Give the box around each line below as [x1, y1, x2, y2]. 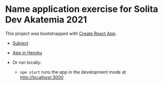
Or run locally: [12, 59, 41, 65]
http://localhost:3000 [19, 74, 64, 80]
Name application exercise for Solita [5, 3, 159, 15]
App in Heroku [12, 50, 42, 56]
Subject [12, 40, 28, 46]
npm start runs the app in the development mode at [19, 69, 126, 75]
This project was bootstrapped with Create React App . [5, 30, 117, 36]
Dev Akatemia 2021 [5, 14, 87, 25]
